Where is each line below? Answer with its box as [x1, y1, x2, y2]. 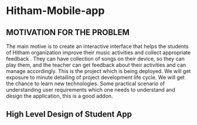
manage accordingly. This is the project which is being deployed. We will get [6, 68, 191, 74]
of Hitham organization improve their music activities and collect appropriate [6, 49, 191, 56]
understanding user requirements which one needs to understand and [6, 86, 175, 93]
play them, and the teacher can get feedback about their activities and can [6, 61, 186, 68]
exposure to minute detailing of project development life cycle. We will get [6, 74, 185, 81]
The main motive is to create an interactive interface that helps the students [6, 43, 189, 50]
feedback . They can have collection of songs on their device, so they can [6, 55, 185, 62]
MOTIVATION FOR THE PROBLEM [6, 27, 130, 37]
